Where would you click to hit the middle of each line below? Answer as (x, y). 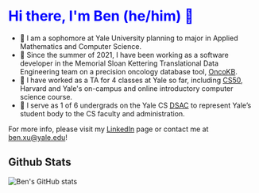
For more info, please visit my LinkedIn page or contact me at (108, 129)
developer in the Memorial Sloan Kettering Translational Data (119, 63)
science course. (46, 96)
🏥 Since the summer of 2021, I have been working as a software (124, 55)
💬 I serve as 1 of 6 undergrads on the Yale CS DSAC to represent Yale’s (135, 105)
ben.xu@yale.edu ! (38, 137)
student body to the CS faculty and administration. (102, 113)
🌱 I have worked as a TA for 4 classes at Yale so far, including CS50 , (131, 80)
